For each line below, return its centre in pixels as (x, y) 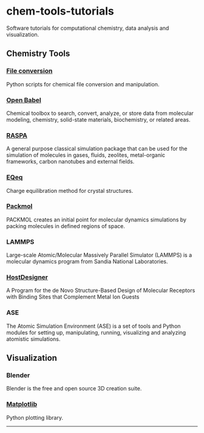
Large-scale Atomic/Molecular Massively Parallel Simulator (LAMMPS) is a (99, 255)
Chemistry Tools (38, 54)
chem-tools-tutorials (60, 11)
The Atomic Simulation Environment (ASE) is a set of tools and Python (93, 326)
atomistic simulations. (33, 339)
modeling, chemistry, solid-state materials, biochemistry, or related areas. (98, 119)
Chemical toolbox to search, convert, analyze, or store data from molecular (100, 113)
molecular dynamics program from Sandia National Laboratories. (87, 262)
